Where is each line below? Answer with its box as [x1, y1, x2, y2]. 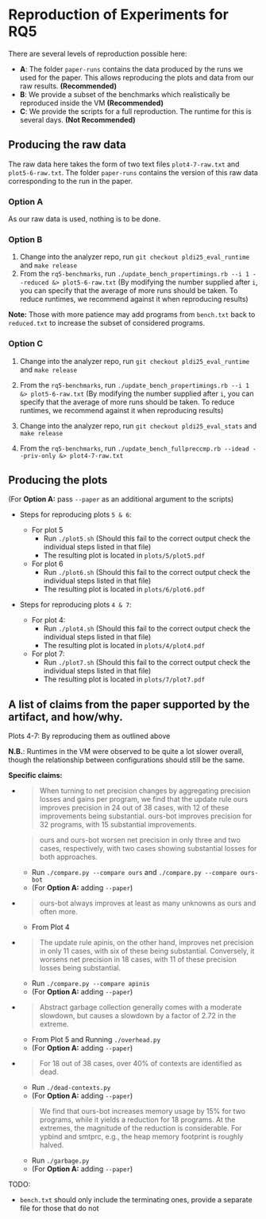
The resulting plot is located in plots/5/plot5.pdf [43, 551, 205, 561]
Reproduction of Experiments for [8, 6, 229, 24]
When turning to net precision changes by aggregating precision [39, 786, 251, 795]
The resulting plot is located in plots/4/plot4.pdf [43, 641, 205, 651]
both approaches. [39, 852, 98, 862]
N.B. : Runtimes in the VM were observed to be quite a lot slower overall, [8, 747, 244, 756]
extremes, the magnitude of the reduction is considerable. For [39, 1123, 242, 1133]
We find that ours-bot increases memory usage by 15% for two [39, 1107, 246, 1116]
